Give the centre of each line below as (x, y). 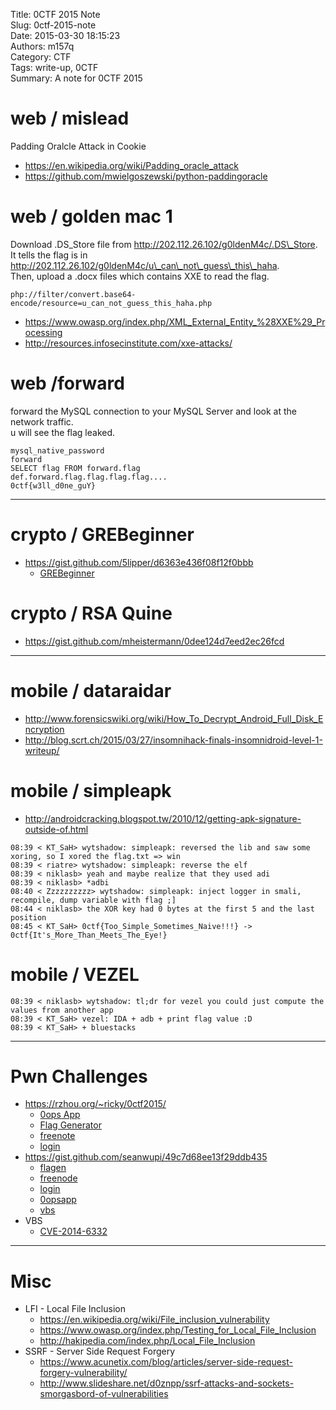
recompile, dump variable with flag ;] (93, 900)
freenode (58, 1178)
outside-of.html (56, 829)
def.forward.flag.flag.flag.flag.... (89, 477)
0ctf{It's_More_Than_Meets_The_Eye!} (89, 935)
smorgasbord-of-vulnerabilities (104, 1394)
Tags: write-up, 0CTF (54, 67)
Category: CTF (41, 57)
